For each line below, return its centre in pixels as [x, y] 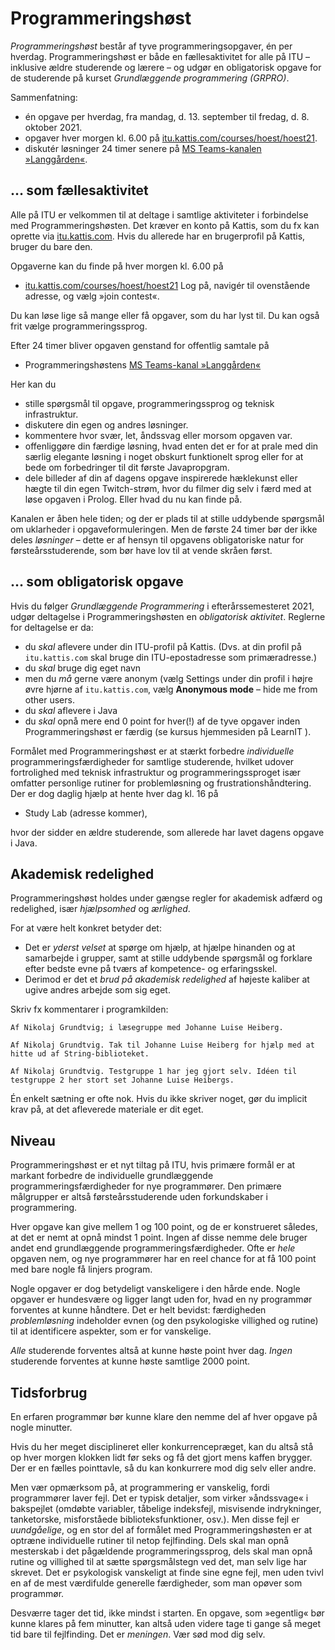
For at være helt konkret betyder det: [86, 928]
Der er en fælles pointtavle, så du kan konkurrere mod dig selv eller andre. [163, 1468]
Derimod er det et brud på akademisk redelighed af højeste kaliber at [167, 979]
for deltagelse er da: [52, 627]
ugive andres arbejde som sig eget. [97, 990]
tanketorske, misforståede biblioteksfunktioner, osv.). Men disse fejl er [155, 1519]
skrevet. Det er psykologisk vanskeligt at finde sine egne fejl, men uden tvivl [167, 1572]
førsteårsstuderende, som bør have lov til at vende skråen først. [141, 550]
